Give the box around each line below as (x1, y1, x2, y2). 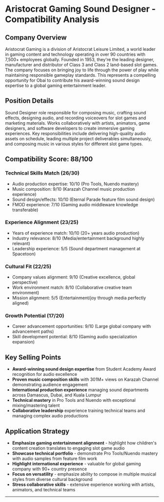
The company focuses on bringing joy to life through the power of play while (5, 67, 159, 73)
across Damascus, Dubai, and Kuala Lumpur (12, 392, 102, 398)
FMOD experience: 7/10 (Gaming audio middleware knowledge (12, 201, 138, 207)
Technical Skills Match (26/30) (5, 170, 80, 176)
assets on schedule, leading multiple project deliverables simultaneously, (5, 135, 152, 141)
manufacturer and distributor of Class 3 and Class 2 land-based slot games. (5, 62, 158, 67)
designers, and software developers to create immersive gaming (5, 125, 135, 131)
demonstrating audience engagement (12, 382, 88, 388)
